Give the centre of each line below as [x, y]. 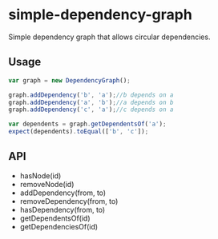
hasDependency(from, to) [63, 209]
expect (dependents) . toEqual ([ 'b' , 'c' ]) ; [79, 132]
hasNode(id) [40, 175]
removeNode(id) [47, 184]
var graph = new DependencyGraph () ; [69, 80]
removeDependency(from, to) [69, 201]
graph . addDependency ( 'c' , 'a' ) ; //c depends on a [91, 110]
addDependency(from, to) [63, 193]
